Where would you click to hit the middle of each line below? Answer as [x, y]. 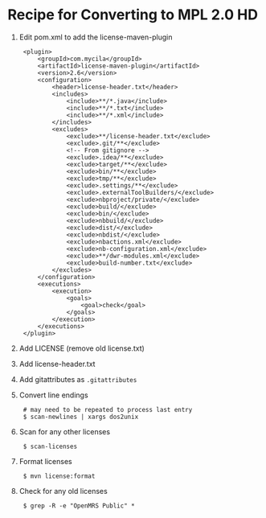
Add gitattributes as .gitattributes [78, 379]
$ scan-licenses [50, 446]
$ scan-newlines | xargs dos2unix [81, 417]
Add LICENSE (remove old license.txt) [82, 348]
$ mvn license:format [59, 476]
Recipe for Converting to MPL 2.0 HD [133, 15]
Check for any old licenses [63, 491]
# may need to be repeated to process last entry [108, 409]
